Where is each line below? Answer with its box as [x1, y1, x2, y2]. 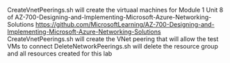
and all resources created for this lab [7, 49, 113, 58]
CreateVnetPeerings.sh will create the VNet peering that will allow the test [7, 35, 219, 43]
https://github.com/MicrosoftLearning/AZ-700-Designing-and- [35, 21, 215, 28]
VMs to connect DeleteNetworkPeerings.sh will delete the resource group [7, 42, 219, 50]
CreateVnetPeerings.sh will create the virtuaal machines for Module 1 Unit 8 [7, 6, 224, 14]
